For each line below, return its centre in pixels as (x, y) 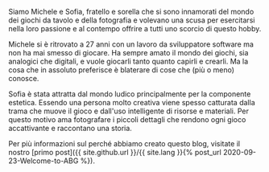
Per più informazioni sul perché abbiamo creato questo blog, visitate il (124, 143)
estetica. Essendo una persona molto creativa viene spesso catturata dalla (132, 102)
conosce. (24, 78)
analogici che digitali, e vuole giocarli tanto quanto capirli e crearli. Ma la (128, 61)
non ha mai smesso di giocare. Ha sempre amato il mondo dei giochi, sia (128, 53)
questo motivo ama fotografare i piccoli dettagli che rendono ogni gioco (127, 119)
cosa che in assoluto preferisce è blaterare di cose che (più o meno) (122, 70)
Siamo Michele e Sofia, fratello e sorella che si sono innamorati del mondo (131, 12)
